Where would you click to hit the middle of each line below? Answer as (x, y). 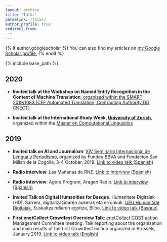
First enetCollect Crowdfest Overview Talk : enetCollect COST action (85, 218)
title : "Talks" (21, 15)
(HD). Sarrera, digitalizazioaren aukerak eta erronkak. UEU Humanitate (86, 202)
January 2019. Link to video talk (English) (55, 234)
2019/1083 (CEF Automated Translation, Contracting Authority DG (81, 102)
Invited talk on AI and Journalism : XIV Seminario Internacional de (81, 151)
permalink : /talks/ (26, 19)
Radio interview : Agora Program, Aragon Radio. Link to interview (80, 181)
